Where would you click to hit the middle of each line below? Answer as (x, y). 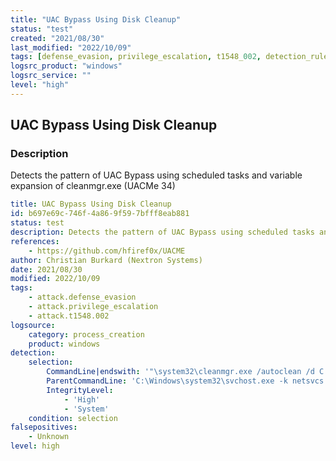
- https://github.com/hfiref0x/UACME (107, 251)
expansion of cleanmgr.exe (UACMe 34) (93, 186)
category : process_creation (86, 334)
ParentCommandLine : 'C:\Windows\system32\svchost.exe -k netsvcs (185, 381)
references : (35, 241)
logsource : (33, 325)
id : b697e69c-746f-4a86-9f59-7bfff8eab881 (100, 214)
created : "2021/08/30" (57, 38)
